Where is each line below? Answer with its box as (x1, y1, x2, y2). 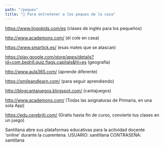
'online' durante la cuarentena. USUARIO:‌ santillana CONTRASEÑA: (5, 132, 141, 138)
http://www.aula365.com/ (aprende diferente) (5, 68, 98, 74)
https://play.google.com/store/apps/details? (5, 54, 95, 59)
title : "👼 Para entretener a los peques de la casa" (5, 12, 116, 17)
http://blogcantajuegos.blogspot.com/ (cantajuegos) (5, 88, 112, 93)
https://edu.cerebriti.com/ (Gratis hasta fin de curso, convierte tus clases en (5, 112, 160, 118)
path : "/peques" (5, 7, 38, 12)
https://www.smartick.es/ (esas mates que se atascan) (5, 44, 116, 50)
